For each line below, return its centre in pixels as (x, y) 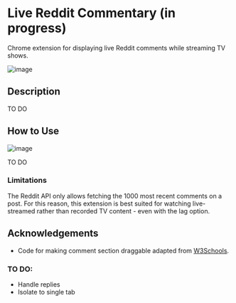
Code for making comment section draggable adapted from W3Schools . (123, 250)
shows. (18, 55)
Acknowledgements (53, 234)
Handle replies (39, 284)
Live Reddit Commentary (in (92, 13)
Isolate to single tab (47, 292)
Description (34, 91)
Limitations (27, 181)
